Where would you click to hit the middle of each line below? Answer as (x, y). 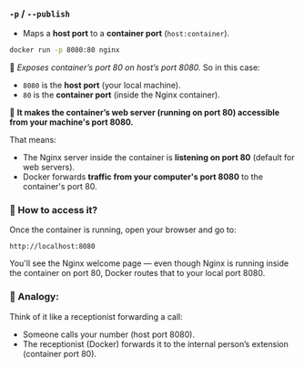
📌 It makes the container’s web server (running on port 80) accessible (145, 113)
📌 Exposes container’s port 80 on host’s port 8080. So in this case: (135, 67)
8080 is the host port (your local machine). (102, 86)
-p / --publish (40, 14)
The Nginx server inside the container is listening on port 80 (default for (159, 158)
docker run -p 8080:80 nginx (65, 50)
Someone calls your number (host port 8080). (109, 334)
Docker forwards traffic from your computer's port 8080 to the (143, 177)
